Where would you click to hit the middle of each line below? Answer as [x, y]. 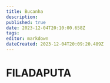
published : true [26, 22]
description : [22, 17]
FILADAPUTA [39, 73]
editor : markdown [27, 39]
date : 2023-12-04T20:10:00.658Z [46, 28]
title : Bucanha [25, 11]
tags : [13, 33]
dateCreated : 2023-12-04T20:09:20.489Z [55, 44]
